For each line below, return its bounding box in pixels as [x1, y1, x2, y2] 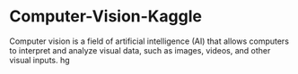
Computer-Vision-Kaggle [9, 6, 202, 27]
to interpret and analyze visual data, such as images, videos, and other [9, 45, 271, 55]
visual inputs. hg [9, 54, 70, 65]
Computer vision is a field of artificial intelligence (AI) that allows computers [9, 36, 290, 46]
